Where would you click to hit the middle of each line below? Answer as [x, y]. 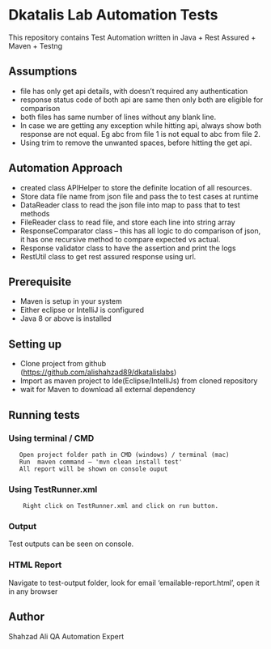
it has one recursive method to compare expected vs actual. [120, 239]
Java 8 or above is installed [66, 318]
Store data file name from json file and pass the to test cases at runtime [139, 196]
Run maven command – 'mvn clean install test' [101, 462]
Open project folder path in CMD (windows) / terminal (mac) [124, 455]
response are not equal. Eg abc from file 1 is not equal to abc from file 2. [140, 134]
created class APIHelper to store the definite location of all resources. [136, 187]
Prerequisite [40, 282]
